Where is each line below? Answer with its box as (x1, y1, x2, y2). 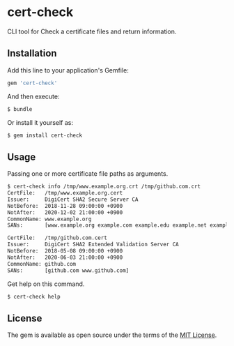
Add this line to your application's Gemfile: (7, 66, 129, 74)
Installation (7, 47, 57, 59)
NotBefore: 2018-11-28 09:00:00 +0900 (7, 202, 123, 209)
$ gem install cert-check (7, 132, 82, 139)
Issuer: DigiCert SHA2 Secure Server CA (7, 196, 139, 203)
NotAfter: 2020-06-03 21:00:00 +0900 (7, 254, 123, 261)
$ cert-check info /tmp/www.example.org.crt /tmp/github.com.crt (7, 183, 201, 190)
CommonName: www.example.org (7, 216, 92, 223)
